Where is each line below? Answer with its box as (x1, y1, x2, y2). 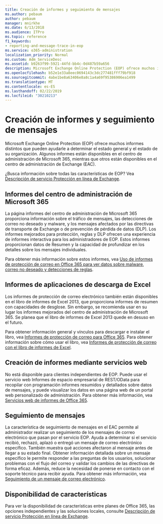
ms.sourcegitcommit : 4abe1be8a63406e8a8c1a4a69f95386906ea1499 (5, 75, 136, 80)
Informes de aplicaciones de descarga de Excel (5, 281, 151, 289)
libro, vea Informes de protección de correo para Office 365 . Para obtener (5, 334, 153, 340)
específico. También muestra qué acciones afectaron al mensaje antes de (5, 445, 153, 451)
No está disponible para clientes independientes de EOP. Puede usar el (5, 371, 147, 377)
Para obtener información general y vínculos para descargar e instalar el (5, 329, 150, 335)
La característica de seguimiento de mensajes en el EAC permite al (5, 424, 139, 430)
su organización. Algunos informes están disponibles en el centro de (5, 151, 142, 157)
